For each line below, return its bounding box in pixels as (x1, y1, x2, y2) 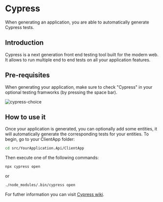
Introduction (5, 39, 44, 47)
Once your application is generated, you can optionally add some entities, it (5, 126, 158, 132)
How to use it (5, 113, 46, 121)
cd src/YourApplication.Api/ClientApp (5, 146, 84, 151)
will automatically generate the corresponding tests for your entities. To (5, 131, 149, 137)
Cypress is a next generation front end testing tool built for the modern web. (5, 51, 159, 57)
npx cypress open (5, 164, 41, 169)
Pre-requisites (5, 71, 50, 79)
